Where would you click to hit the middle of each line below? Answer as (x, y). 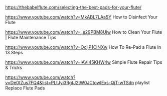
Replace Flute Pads (25, 88)
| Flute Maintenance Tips (31, 37)
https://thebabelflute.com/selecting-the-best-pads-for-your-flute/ (73, 7)
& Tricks (14, 68)
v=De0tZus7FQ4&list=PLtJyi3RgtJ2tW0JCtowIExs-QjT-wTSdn (70, 83)
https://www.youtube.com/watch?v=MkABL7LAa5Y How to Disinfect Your (81, 17)
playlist (142, 83)
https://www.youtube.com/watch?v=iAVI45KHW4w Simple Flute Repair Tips (84, 62)
